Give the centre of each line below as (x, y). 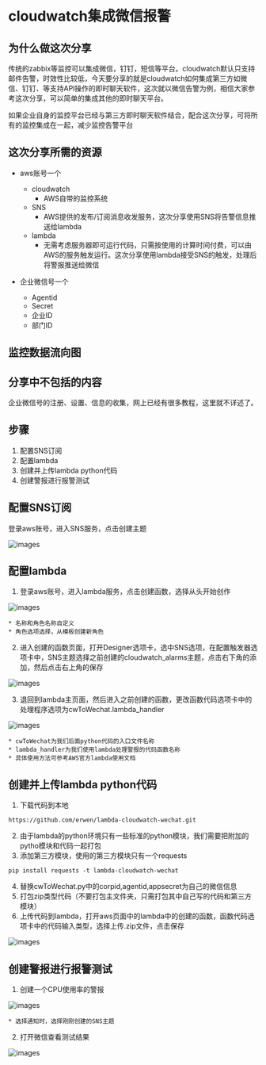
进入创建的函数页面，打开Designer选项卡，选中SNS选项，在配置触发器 (135, 648)
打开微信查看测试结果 (54, 1037)
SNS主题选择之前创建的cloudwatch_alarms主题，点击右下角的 (148, 657)
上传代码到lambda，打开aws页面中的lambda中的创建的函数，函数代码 (133, 916)
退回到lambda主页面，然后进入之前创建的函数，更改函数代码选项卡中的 (136, 699)
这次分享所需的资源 (55, 153)
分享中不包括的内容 (55, 382)
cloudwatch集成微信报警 (90, 16)
